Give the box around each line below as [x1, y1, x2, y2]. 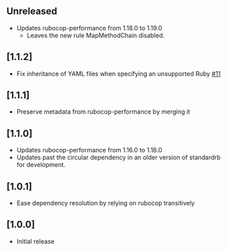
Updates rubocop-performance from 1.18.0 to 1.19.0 [16, 23, 163, 32]
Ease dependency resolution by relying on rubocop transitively [16, 199, 195, 208]
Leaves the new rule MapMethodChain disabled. [26, 31, 165, 39]
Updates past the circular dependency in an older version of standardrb [16, 153, 221, 161]
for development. [16, 161, 66, 169]
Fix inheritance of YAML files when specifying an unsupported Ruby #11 [16, 69, 221, 78]
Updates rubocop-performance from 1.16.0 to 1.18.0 [16, 146, 162, 154]
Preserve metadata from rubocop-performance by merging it [16, 108, 191, 116]
